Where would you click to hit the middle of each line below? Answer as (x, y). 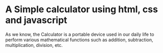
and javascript (36, 20)
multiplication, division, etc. (34, 45)
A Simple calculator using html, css (82, 9)
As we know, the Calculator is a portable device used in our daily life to (80, 34)
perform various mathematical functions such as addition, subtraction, (79, 40)
